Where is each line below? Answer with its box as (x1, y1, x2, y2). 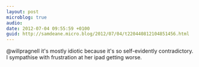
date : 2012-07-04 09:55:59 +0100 (6, 25, 90, 32)
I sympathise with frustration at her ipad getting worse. (6, 54, 142, 61)
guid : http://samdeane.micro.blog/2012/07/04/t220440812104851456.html (6, 31, 189, 37)
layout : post (6, 8, 39, 15)
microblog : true (6, 14, 47, 20)
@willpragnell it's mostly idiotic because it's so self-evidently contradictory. (6, 47, 194, 54)
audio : (6, 20, 23, 26)
